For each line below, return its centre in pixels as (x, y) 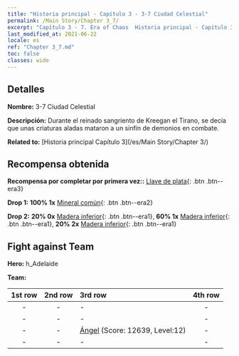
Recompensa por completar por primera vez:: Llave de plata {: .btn (106, 181)
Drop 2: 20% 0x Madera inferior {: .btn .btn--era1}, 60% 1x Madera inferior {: (118, 217)
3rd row (93, 295)
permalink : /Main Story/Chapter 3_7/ (63, 21)
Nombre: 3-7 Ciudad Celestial (52, 106)
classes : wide (28, 61)
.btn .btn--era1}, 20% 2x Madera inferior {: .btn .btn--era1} (92, 224)
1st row (24, 295)
